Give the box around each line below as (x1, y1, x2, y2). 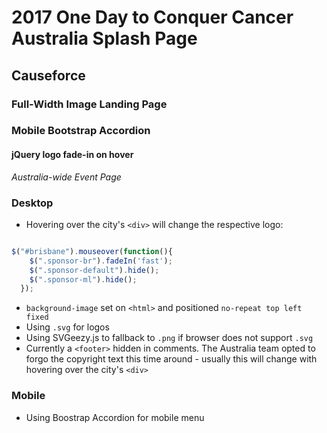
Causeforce (11, 67, 86, 84)
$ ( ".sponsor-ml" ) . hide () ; (29, 274, 138, 285)
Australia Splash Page (11, 27, 198, 50)
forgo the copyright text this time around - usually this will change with (25, 353, 318, 365)
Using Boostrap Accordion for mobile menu (25, 411, 205, 423)
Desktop (11, 196, 54, 210)
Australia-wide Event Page (11, 171, 122, 183)
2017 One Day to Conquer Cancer (11, 6, 294, 29)
